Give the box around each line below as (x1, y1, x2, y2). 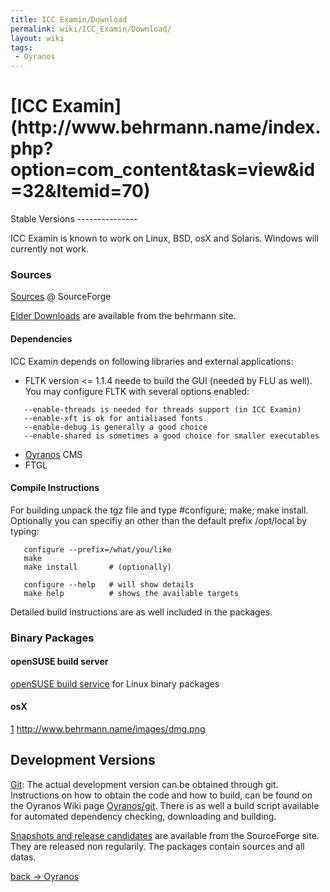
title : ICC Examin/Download (10, 14, 128, 25)
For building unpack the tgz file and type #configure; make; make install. (10, 504, 309, 516)
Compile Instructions (10, 482, 100, 494)
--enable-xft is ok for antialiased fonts (23, 413, 203, 423)
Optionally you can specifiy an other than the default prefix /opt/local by (10, 514, 308, 526)
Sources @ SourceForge (10, 291, 112, 303)
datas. (10, 851, 37, 863)
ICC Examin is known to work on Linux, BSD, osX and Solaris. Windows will (10, 232, 319, 245)
